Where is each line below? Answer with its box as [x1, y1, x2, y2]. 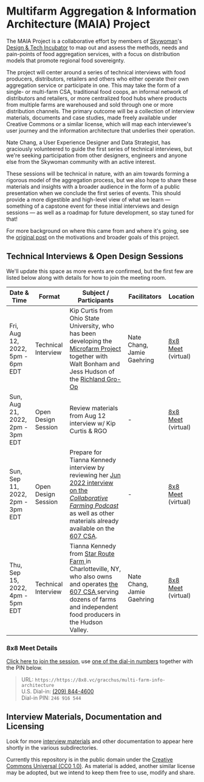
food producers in [69, 610, 121, 619]
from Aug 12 [69, 411, 106, 420]
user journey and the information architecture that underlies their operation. [6, 127, 195, 134]
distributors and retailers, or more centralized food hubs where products [6, 94, 187, 102]
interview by [69, 463, 105, 472]
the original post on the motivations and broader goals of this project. [6, 233, 180, 241]
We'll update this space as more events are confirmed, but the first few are [6, 267, 193, 275]
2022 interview [69, 478, 114, 487]
